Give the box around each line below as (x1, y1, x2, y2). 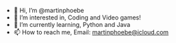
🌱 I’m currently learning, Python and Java (13, 21, 131, 28)
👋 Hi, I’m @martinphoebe (13, 7, 84, 14)
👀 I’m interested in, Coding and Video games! (13, 13, 142, 21)
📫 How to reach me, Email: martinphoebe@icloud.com (13, 28, 169, 36)
